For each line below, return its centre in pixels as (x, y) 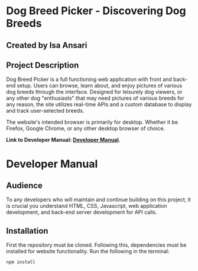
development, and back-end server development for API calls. (82, 212)
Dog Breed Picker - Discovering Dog (96, 11)
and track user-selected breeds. (45, 111)
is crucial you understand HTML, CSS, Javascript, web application (87, 206)
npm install (21, 262)
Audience (25, 185)
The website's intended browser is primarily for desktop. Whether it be (92, 122)
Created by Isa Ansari (47, 45)
